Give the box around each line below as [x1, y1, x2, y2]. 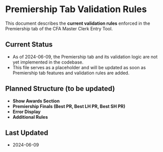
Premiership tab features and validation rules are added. [12, 70, 130, 76]
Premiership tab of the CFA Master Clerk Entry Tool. [5, 25, 113, 31]
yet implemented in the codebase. [12, 59, 84, 65]
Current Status [5, 40, 53, 49]
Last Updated [5, 128, 48, 137]
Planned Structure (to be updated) [5, 84, 115, 93]
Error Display [12, 109, 41, 115]
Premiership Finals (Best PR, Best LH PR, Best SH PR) [12, 103, 126, 109]
